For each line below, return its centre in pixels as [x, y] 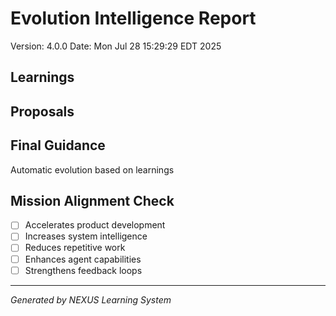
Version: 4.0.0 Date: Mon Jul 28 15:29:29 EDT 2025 [116, 46]
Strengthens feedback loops [83, 270]
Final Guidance [58, 145]
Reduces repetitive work [75, 248]
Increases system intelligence [86, 236]
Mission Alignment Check [92, 200]
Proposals [42, 111]
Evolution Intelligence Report [133, 18]
